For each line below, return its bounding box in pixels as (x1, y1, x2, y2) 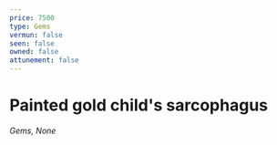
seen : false (9, 38, 55, 48)
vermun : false (9, 30, 64, 39)
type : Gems (9, 22, 51, 31)
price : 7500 (9, 13, 55, 23)
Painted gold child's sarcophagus (9, 95, 269, 116)
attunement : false (9, 56, 79, 65)
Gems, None (9, 125, 56, 136)
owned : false (9, 47, 59, 57)
